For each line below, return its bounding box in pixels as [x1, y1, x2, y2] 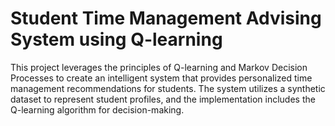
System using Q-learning [10, 28, 223, 51]
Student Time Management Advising [10, 7, 322, 30]
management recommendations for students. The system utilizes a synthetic [10, 82, 326, 94]
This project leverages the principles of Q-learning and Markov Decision [10, 61, 308, 73]
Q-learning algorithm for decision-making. [10, 103, 185, 116]
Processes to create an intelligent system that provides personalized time [10, 72, 313, 84]
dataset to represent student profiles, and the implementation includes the [10, 93, 316, 105]
